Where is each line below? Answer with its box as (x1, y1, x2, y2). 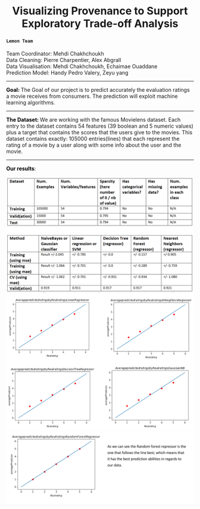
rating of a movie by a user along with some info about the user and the (6, 141, 182, 149)
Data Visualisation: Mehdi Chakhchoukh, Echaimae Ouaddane (6, 63, 158, 70)
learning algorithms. (6, 99, 55, 106)
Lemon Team (6, 38, 33, 44)
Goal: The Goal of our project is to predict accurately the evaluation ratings (6, 87, 190, 94)
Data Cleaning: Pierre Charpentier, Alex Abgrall (6, 57, 121, 64)
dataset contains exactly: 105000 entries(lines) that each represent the (6, 135, 180, 143)
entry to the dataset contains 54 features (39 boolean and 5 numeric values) (6, 122, 193, 129)
